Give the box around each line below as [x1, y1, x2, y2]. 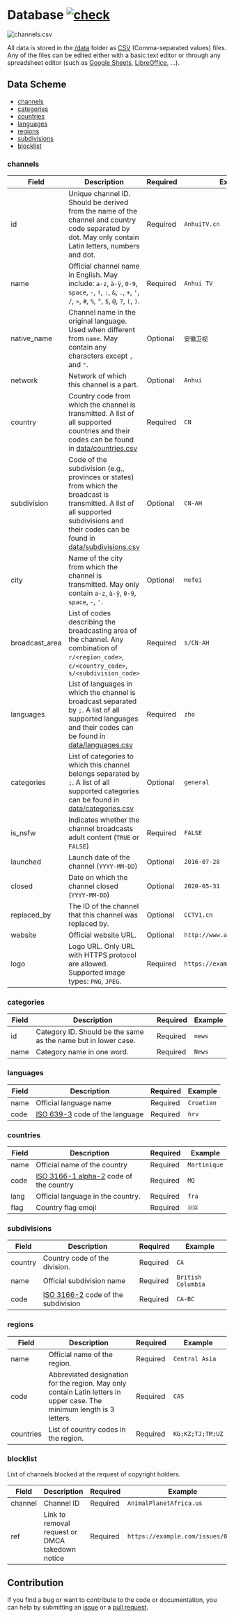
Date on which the [68, 873, 128, 883]
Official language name [36, 1098, 112, 1107]
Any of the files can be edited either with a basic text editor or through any [7, 51, 221, 59]
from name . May [68, 334, 118, 343]
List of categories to [68, 751, 134, 761]
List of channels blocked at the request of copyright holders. [7, 1469, 181, 1478]
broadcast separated [68, 696, 137, 706]
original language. [68, 316, 127, 326]
